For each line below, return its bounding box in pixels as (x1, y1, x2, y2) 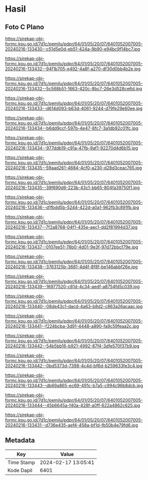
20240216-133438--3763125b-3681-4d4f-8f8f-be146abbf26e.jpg (5, 264, 138, 269)
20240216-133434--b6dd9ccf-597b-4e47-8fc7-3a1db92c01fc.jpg (5, 125, 139, 131)
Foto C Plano (5, 23, 44, 31)
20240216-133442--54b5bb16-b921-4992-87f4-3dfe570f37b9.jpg (5, 343, 140, 349)
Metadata (5, 436, 35, 444)
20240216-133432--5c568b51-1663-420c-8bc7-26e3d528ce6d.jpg (5, 86, 143, 91)
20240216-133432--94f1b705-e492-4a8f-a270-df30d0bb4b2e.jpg (5, 66, 141, 72)
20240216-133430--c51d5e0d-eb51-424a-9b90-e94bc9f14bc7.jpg (5, 46, 140, 52)
